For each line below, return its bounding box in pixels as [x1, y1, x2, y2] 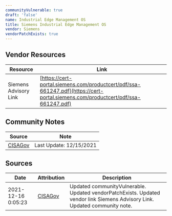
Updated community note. [69, 202, 133, 209]
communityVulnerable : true [5, 7, 63, 13]
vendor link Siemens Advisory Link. [69, 196, 155, 203]
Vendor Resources [5, 50, 66, 59]
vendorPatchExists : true [5, 31, 58, 37]
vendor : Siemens [5, 27, 40, 32]
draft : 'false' [5, 12, 38, 17]
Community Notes [5, 118, 65, 127]
